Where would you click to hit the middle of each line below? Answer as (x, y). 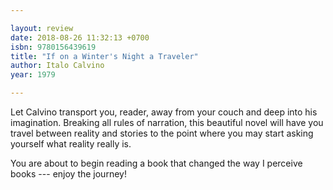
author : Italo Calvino (57, 66)
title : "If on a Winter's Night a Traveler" (104, 56)
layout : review (42, 28)
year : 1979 (33, 75)
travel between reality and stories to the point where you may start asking (162, 133)
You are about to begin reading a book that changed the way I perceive (156, 163)
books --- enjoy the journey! (68, 174)
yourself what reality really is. (71, 144)
